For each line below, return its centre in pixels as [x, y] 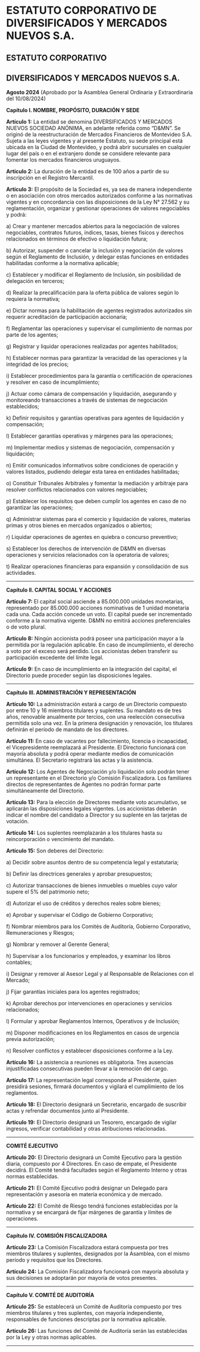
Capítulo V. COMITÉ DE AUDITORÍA [50, 1295]
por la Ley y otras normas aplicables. [51, 1337]
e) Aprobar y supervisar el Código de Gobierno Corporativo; [80, 915]
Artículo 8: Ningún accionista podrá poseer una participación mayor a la [95, 639]
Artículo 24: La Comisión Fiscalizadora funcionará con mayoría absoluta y [97, 1271]
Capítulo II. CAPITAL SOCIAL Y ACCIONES [59, 590]
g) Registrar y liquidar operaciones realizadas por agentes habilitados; [92, 346]
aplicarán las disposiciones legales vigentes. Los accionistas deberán [91, 809]
